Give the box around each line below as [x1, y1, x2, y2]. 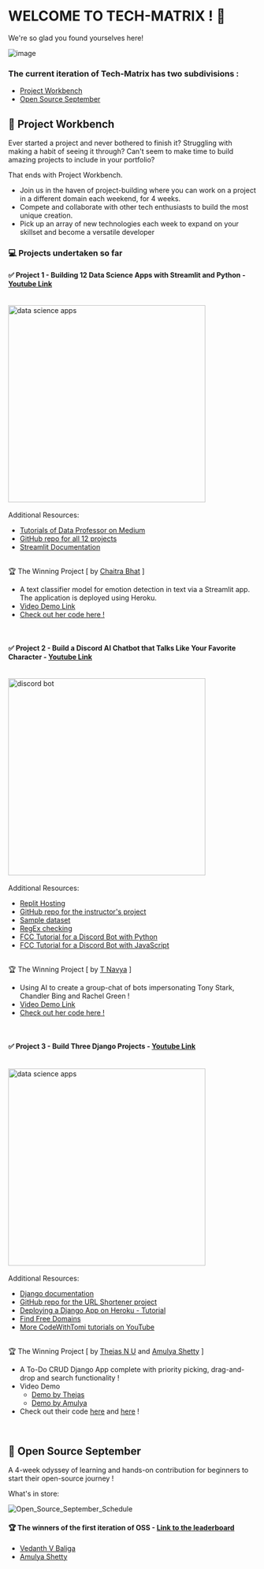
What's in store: [8, 1489, 60, 1499]
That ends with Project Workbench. [8, 170, 124, 180]
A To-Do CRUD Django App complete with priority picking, [19, 1364, 210, 1374]
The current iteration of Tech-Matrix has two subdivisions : [8, 68, 239, 79]
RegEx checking [19, 924, 73, 934]
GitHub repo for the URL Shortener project [19, 1297, 158, 1306]
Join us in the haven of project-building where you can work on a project [19, 185, 256, 196]
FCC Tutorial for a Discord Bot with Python [19, 932, 158, 941]
